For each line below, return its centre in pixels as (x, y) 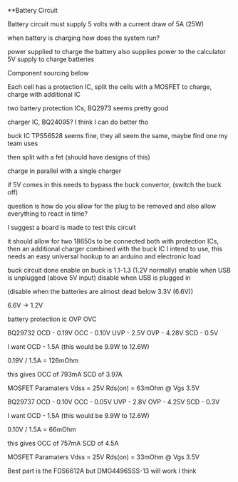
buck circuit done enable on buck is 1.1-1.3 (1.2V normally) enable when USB (119, 270)
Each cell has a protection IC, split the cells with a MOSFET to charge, (110, 87)
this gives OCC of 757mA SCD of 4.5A (63, 443)
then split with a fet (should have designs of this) (79, 157)
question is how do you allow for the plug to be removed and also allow (112, 206)
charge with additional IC (44, 94)
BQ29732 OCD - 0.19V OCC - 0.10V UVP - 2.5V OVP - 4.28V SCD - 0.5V (113, 333)
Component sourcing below (48, 73)
